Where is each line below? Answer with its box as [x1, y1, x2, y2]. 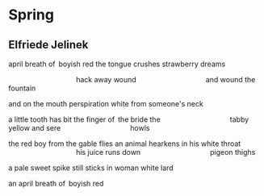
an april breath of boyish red [8, 179, 104, 188]
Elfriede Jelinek [8, 38, 89, 52]
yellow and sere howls [8, 123, 150, 132]
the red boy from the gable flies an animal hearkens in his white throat [8, 139, 241, 148]
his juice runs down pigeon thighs [75, 148, 256, 156]
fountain [8, 83, 36, 93]
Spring [8, 6, 55, 24]
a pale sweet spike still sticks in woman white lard [8, 163, 174, 173]
